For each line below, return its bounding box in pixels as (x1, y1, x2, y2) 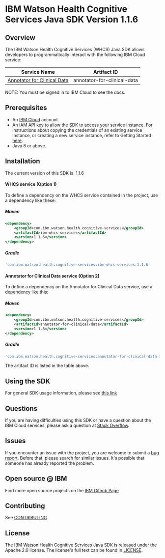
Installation (5, 157, 40, 166)
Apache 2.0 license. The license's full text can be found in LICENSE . (5, 547, 143, 553)
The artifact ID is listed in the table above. (5, 363, 89, 369)
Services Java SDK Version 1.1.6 (5, 14, 138, 25)
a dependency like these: (5, 197, 56, 203)
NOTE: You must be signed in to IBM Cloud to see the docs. (5, 89, 126, 95)
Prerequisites (5, 104, 47, 112)
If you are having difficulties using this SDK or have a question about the (5, 418, 151, 423)
